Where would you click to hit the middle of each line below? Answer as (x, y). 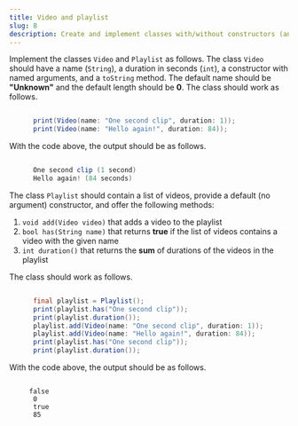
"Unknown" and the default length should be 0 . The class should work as (144, 87)
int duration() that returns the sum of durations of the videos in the (148, 250)
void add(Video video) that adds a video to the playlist (122, 222)
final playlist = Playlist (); (88, 301)
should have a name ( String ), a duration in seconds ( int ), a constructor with (149, 68)
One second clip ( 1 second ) (85, 170)
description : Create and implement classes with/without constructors (142, 34)
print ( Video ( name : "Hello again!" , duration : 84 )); (130, 130)
